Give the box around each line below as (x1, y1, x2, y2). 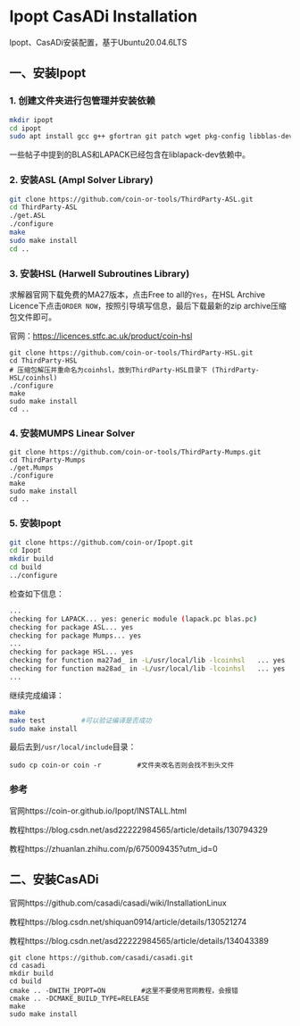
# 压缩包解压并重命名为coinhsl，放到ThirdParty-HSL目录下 (9, 365, 208, 374)
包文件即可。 (9, 311, 56, 322)
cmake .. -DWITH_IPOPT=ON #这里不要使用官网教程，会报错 (9, 986, 238, 995)
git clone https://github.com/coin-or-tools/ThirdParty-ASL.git (9, 195, 254, 204)
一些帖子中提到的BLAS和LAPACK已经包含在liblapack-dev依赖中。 (9, 149, 251, 160)
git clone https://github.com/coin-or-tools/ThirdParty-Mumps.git (9, 448, 262, 457)
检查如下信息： (9, 588, 64, 599)
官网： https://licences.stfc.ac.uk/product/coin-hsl (9, 330, 193, 341)
